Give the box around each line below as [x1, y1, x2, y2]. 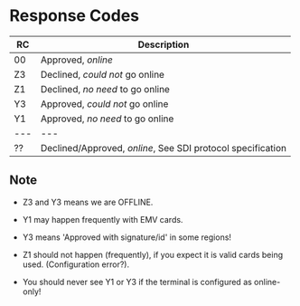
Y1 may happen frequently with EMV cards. [22, 214, 183, 225]
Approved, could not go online [40, 97, 169, 110]
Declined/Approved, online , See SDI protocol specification [40, 141, 287, 154]
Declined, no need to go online [40, 82, 170, 95]
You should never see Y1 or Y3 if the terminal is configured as [22, 276, 253, 287]
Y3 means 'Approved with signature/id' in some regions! [22, 232, 232, 243]
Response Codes [9, 5, 140, 26]
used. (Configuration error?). [22, 259, 129, 270]
